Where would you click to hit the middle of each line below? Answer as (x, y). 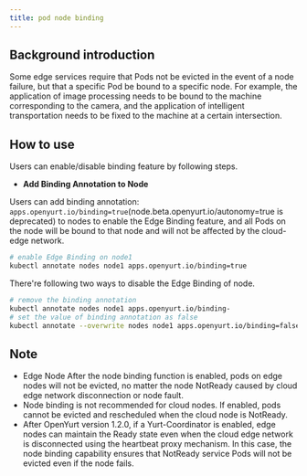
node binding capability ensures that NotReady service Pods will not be (157, 454)
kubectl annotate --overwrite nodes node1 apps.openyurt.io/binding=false (155, 325)
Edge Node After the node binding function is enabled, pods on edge (153, 376)
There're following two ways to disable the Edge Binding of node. (132, 283)
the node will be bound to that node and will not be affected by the (135, 231)
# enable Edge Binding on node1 (71, 258)
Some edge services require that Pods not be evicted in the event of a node (152, 77)
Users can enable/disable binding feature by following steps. (124, 166)
